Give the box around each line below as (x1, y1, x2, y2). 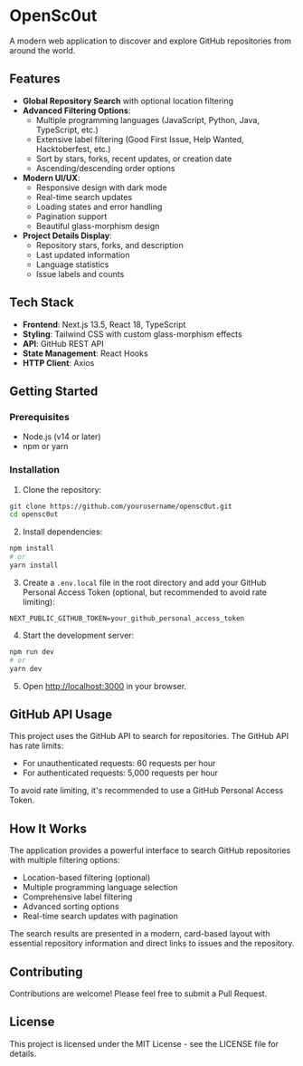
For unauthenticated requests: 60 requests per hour (22, 758, 216, 769)
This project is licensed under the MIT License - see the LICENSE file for (9, 1038, 279, 1049)
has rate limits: (9, 740, 64, 752)
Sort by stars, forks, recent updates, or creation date (35, 153, 232, 164)
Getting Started (9, 383, 99, 399)
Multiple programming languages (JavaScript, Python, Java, (35, 114, 260, 125)
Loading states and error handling (35, 201, 163, 212)
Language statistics (35, 259, 109, 270)
